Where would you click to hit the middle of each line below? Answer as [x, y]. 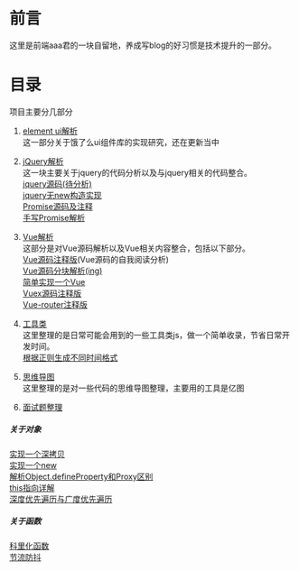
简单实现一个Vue [54, 281]
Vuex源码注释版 [52, 293]
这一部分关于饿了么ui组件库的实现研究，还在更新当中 [121, 142]
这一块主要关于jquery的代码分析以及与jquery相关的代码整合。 [137, 172]
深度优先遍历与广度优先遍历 [61, 499]
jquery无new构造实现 [62, 195]
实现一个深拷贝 [37, 454]
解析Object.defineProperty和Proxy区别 [81, 476]
